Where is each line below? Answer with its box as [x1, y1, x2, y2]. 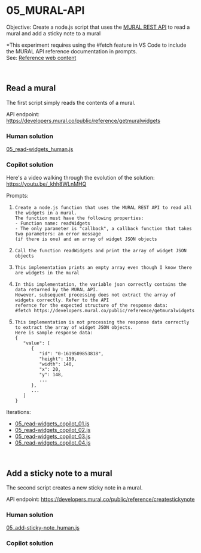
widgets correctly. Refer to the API [14, 297, 109, 303]
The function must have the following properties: [14, 215, 144, 222]
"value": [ [23, 340, 50, 346]
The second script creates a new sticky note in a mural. [6, 484, 143, 491]
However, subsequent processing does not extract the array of [14, 292, 176, 298]
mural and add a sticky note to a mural [6, 29, 101, 37]
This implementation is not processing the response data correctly [14, 319, 190, 325]
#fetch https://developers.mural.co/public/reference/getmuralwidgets [14, 308, 195, 314]
